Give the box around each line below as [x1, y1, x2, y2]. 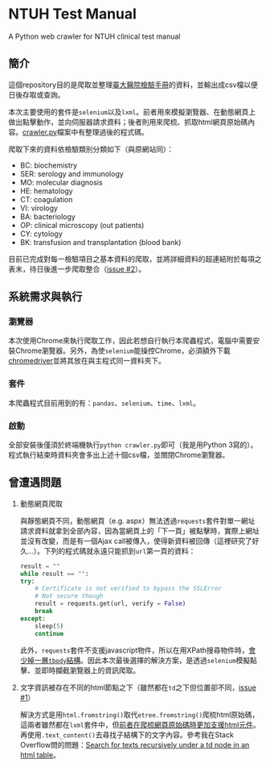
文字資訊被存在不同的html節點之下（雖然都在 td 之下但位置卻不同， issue [19, 682, 257, 692]
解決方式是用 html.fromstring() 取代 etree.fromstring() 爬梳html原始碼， [19, 710, 260, 719]
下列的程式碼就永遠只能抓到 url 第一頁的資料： [43, 545, 196, 556]
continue [35, 629, 64, 637]
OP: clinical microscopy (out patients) [19, 220, 145, 230]
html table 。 [19, 750, 60, 760]
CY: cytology [19, 229, 63, 238]
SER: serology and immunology [19, 168, 125, 178]
